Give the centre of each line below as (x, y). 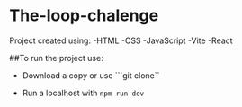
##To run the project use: (56, 58)
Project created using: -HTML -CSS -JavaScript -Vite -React (121, 40)
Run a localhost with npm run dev (83, 93)
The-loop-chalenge (84, 16)
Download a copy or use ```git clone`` (91, 75)
